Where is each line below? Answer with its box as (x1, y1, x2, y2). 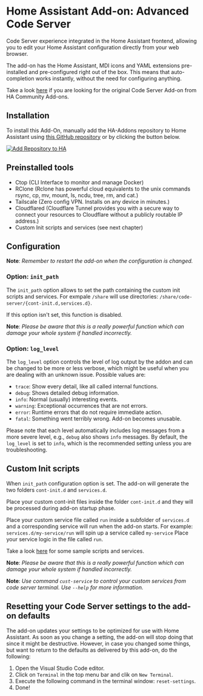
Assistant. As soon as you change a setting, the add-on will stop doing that (6, 633, 193, 641)
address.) (15, 217, 39, 225)
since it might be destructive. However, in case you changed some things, (6, 640, 191, 647)
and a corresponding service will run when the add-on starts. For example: (6, 522, 193, 530)
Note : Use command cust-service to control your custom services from (6, 577, 187, 584)
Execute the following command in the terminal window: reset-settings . (15, 677, 196, 684)
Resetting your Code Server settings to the (6, 601, 171, 612)
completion (6, 75, 35, 82)
